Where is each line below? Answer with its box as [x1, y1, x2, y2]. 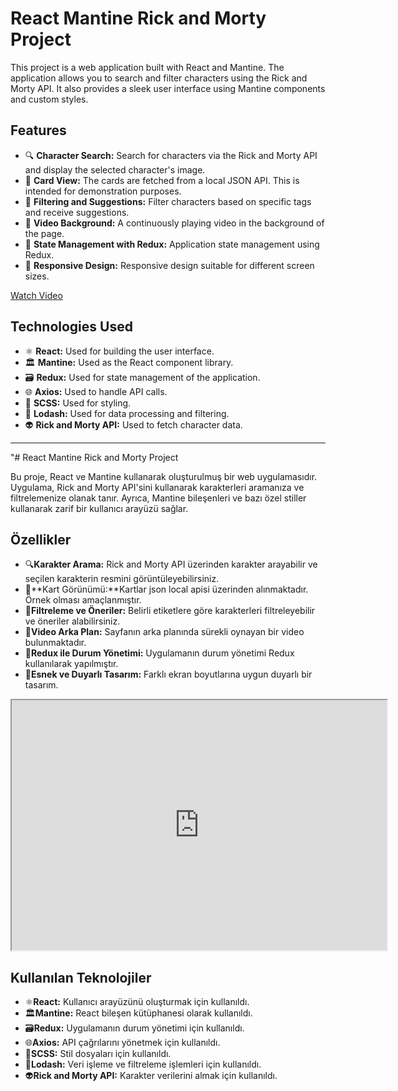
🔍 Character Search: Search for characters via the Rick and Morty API [24, 149, 318, 161]
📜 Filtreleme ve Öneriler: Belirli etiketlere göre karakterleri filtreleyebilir [24, 605, 316, 617]
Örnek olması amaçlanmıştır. [24, 594, 142, 606]
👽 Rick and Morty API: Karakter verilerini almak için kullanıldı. [24, 1070, 278, 1082]
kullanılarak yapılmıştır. [24, 658, 119, 670]
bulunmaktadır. [24, 637, 87, 649]
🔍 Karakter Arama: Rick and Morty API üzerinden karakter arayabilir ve [24, 558, 318, 571]
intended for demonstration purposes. [24, 185, 182, 197]
